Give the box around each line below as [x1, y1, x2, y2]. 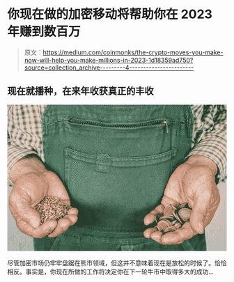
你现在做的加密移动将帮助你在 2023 [7, 6, 212, 22]
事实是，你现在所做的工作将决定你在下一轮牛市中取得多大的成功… [25, 267, 214, 276]
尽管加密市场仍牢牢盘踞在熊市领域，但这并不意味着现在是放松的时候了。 [7, 258, 214, 267]
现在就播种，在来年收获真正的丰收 [7, 85, 154, 97]
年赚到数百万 [7, 24, 81, 40]
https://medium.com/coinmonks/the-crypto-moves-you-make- [42, 48, 224, 56]
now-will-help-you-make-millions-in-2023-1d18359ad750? [24, 56, 194, 64]
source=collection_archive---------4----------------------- [24, 63, 194, 72]
